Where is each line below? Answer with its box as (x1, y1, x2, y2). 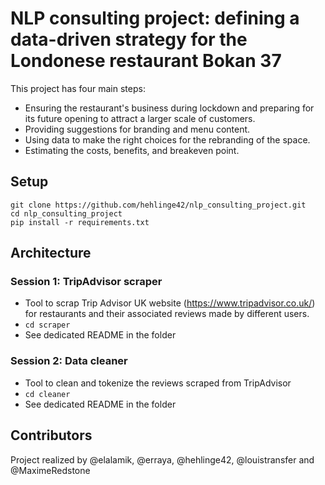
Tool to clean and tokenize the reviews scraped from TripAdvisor (24, 377, 292, 389)
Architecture (10, 245, 92, 262)
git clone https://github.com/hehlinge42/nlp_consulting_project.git (10, 200, 307, 210)
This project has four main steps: (10, 82, 146, 94)
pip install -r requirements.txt (10, 217, 150, 227)
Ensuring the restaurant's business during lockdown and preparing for (24, 102, 315, 114)
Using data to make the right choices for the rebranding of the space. (24, 133, 311, 146)
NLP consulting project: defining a (10, 7, 300, 30)
